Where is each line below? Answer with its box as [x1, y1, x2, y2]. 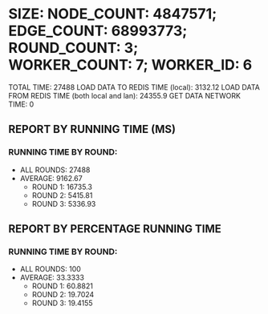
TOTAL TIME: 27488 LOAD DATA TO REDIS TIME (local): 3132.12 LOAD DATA [8, 82, 261, 92]
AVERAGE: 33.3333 [19, 273, 84, 283]
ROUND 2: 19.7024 [31, 290, 95, 300]
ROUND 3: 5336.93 [31, 199, 96, 208]
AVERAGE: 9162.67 [19, 173, 83, 183]
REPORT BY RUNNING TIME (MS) [8, 123, 177, 136]
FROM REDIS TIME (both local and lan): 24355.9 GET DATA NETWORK [8, 91, 241, 100]
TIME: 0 [8, 99, 35, 109]
